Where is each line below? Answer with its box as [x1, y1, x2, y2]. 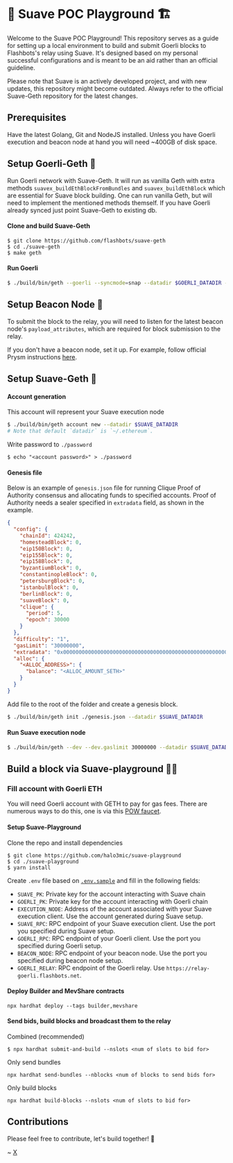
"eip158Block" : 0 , [19, 558, 73, 565]
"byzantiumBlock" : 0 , [19, 564, 82, 571]
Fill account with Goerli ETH [7, 784, 103, 794]
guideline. [7, 63, 36, 72]
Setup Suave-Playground [7, 823, 82, 831]
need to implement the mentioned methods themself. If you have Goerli [7, 198, 210, 206]
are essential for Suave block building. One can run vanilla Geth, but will [7, 191, 213, 200]
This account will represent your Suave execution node [7, 408, 164, 416]
